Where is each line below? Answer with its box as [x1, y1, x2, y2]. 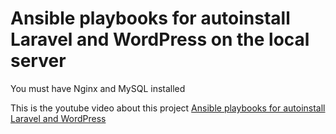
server [10, 50, 67, 72]
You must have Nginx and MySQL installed [10, 82, 186, 94]
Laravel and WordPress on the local [10, 28, 310, 51]
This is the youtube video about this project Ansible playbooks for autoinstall [10, 102, 326, 114]
